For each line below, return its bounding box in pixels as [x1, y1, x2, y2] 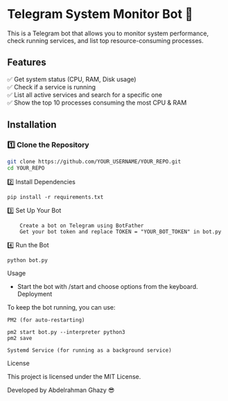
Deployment [17, 290, 53, 298]
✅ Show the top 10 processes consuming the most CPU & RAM [7, 98, 187, 107]
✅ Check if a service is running [7, 82, 96, 91]
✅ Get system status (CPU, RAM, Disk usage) [7, 75, 137, 83]
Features [7, 57, 46, 69]
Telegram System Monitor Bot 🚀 [7, 6, 193, 22]
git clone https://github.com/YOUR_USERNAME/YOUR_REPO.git [7, 159, 182, 166]
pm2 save [7, 335, 33, 342]
